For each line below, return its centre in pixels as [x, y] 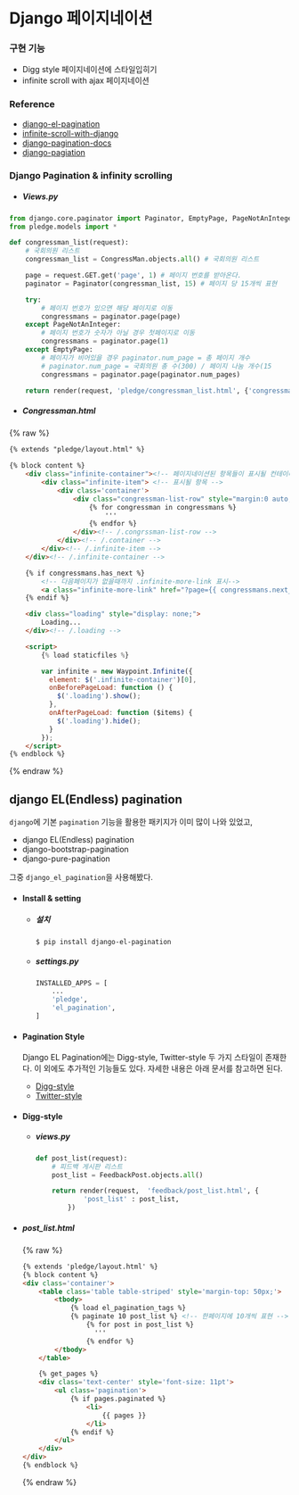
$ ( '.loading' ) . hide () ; [99, 721]
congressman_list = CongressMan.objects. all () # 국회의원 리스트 [142, 260]
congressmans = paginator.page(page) [111, 316]
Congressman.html [59, 411]
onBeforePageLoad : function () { [111, 688]
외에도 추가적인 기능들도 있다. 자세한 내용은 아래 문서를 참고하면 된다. [163, 1068]
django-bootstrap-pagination [75, 850]
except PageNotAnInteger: [73, 325]
